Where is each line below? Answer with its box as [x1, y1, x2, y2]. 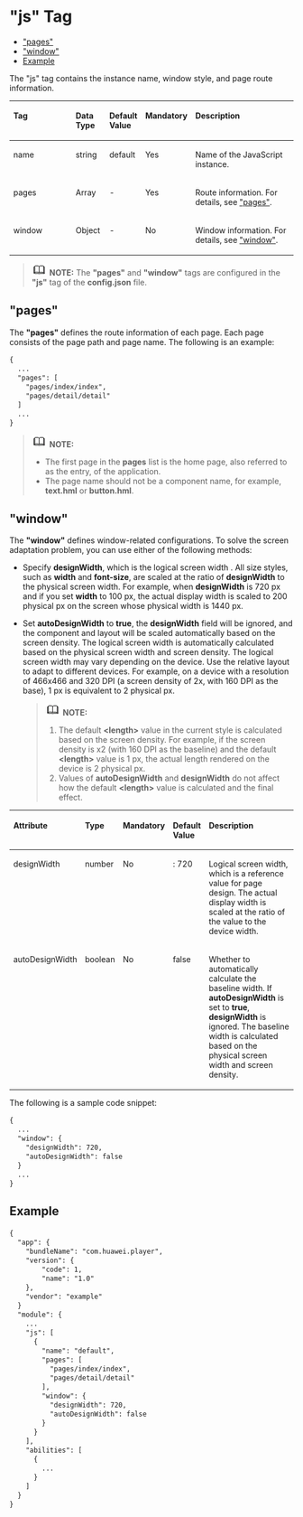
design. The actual [208, 887, 278, 898]
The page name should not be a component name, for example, [44, 475, 282, 486]
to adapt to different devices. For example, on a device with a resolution [22, 666, 289, 677]
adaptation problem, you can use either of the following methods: [9, 545, 252, 556]
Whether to [208, 954, 251, 965]
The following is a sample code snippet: [9, 1097, 158, 1108]
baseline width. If [208, 983, 272, 994]
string [75, 149, 97, 160]
